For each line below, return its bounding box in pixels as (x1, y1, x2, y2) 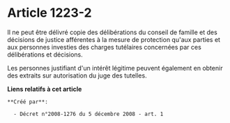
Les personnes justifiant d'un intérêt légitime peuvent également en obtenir (7, 64, 223, 72)
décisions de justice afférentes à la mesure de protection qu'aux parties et (7, 35, 221, 43)
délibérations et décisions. (7, 50, 84, 59)
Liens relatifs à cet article (7, 85, 82, 93)
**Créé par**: (7, 98, 49, 106)
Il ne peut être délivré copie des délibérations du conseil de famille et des (7, 28, 217, 36)
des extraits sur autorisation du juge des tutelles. (7, 71, 148, 80)
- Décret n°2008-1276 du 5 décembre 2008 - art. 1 (13, 110, 164, 117)
